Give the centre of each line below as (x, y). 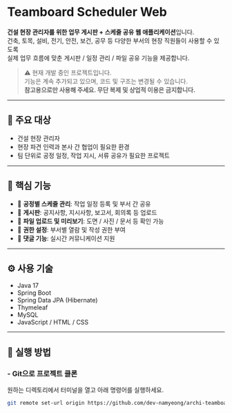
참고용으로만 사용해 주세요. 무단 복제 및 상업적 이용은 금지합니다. (109, 90)
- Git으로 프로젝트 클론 (42, 374)
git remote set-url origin (46, 403)
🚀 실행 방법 (29, 352)
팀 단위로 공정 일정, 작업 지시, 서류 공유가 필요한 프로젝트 (94, 155)
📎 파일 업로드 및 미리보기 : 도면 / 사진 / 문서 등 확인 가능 (90, 221)
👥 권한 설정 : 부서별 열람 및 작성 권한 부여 (71, 229)
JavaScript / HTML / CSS (53, 323)
